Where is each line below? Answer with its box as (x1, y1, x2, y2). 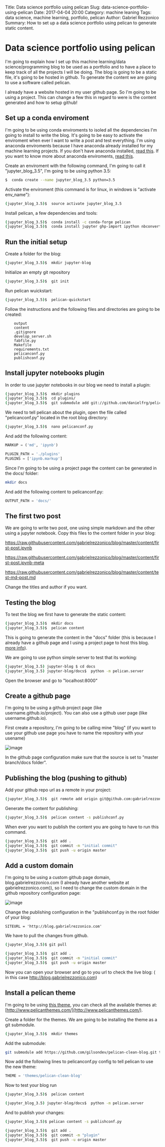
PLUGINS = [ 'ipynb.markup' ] (5, 456, 63, 461)
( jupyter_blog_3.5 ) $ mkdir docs (5, 621, 74, 626)
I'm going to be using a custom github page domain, (5, 875, 110, 880)
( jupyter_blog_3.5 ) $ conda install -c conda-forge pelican (5, 219, 131, 225)
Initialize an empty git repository (5, 269, 70, 275)
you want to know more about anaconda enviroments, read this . (5, 153, 134, 159)
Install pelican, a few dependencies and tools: (5, 210, 98, 216)
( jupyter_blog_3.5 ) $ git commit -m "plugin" (5, 1133, 100, 1138)
